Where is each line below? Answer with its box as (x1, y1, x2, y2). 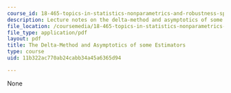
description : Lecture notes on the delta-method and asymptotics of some (7, 16, 223, 23)
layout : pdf (7, 36, 41, 42)
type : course (7, 49, 45, 55)
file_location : (7, 23, 51, 29)
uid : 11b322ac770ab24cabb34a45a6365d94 (7, 55, 122, 62)
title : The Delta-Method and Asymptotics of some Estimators (7, 42, 186, 49)
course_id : (7, 10, 38, 17)
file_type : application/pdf (7, 29, 88, 36)
